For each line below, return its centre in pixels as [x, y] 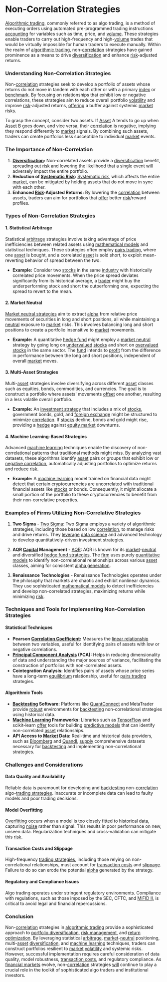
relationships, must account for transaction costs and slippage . [97, 865]
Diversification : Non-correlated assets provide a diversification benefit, [86, 160]
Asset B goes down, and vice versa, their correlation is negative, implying [81, 126]
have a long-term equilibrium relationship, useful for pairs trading [79, 676]
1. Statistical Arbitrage [29, 228]
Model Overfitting [24, 810]
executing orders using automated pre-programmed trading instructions [79, 28]
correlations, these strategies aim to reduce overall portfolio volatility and [80, 100]
